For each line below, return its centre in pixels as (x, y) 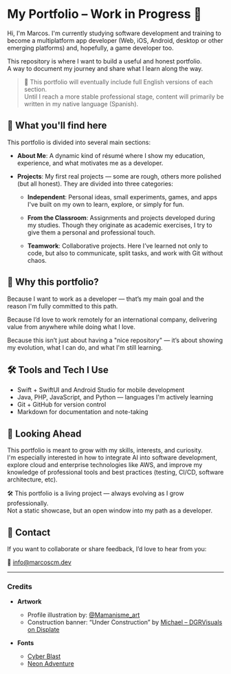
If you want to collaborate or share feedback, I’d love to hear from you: (107, 549)
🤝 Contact (29, 532)
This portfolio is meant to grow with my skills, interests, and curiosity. (105, 450)
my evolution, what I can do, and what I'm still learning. (85, 347)
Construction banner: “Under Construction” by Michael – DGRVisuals (125, 622)
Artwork (29, 602)
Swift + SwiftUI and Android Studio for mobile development (101, 390)
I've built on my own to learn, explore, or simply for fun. (106, 204)
